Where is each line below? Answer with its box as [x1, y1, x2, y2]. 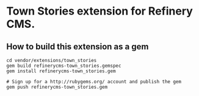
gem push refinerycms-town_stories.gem [6, 84, 108, 90]
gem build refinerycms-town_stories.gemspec [6, 63, 121, 69]
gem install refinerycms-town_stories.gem [6, 68, 116, 74]
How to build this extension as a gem [6, 41, 149, 52]
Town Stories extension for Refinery [6, 4, 194, 18]
